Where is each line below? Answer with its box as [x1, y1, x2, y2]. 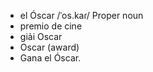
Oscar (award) [19, 41, 80, 53]
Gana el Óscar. [19, 52, 82, 64]
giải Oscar [19, 31, 63, 42]
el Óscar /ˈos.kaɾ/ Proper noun [19, 10, 144, 21]
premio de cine [19, 20, 83, 32]
